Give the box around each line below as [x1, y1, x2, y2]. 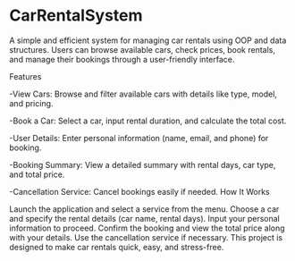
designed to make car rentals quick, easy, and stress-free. [9, 241, 224, 252]
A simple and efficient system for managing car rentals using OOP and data [9, 35, 287, 46]
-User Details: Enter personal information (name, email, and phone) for [9, 132, 269, 143]
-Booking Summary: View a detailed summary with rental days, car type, [9, 159, 276, 170]
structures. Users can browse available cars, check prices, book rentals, [9, 44, 275, 55]
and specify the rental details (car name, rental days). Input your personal [9, 213, 280, 223]
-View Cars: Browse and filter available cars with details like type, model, [9, 88, 277, 99]
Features [9, 71, 42, 81]
